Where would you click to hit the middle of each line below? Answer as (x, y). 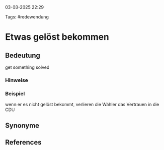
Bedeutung (23, 55)
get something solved (27, 67)
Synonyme (22, 125)
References (23, 142)
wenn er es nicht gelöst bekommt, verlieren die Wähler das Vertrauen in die (82, 105)
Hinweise (17, 80)
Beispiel (15, 93)
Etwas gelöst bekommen (57, 37)
